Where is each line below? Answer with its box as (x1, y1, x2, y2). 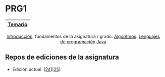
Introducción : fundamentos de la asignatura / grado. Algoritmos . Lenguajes (6, 33, 160, 39)
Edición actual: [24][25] (12, 66, 61, 72)
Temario (7, 21, 28, 28)
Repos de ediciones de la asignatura (5, 53, 119, 62)
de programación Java (60, 38, 107, 45)
